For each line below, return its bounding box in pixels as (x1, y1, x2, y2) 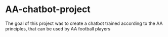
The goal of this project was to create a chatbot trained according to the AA (5, 20, 163, 26)
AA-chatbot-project (5, 4, 91, 15)
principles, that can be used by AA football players (5, 25, 111, 31)
